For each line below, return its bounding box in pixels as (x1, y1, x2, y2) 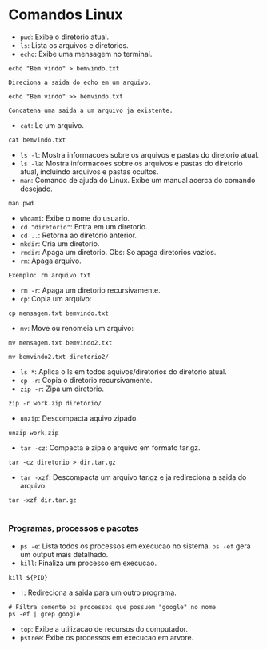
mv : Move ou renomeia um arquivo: (19, 323, 134, 333)
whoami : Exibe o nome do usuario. (19, 213, 130, 223)
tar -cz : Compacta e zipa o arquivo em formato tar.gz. (19, 442, 201, 453)
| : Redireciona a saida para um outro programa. (19, 588, 177, 597)
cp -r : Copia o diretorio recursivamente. (19, 375, 153, 385)
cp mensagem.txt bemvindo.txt (8, 309, 110, 317)
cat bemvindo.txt (8, 136, 66, 144)
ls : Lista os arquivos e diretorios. (19, 40, 130, 50)
